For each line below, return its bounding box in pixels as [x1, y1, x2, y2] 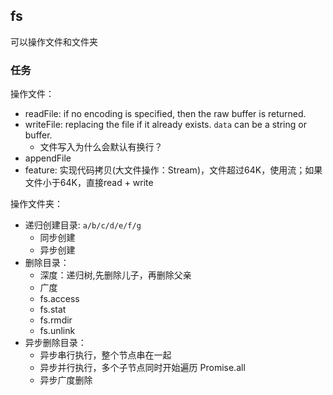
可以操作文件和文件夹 [10, 35, 98, 48]
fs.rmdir [39, 314, 73, 326]
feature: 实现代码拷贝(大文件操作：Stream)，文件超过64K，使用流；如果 [24, 164, 323, 176]
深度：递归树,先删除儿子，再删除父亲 [39, 269, 192, 281]
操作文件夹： [10, 198, 63, 210]
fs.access [39, 293, 80, 305]
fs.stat [39, 304, 67, 316]
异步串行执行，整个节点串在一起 [39, 349, 172, 361]
